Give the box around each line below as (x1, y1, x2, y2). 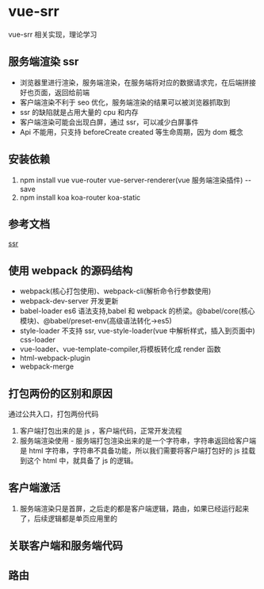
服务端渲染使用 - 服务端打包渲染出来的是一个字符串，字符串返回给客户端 (19, 436, 257, 446)
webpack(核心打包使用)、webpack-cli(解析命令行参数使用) (19, 286, 212, 296)
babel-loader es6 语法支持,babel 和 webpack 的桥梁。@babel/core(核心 (19, 306, 255, 316)
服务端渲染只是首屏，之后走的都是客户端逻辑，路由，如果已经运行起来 (19, 503, 250, 513)
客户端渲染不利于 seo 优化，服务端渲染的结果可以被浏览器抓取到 (19, 98, 231, 107)
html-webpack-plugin (19, 354, 91, 363)
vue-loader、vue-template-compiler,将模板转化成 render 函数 (19, 344, 221, 354)
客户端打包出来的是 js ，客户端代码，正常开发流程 (19, 426, 182, 435)
